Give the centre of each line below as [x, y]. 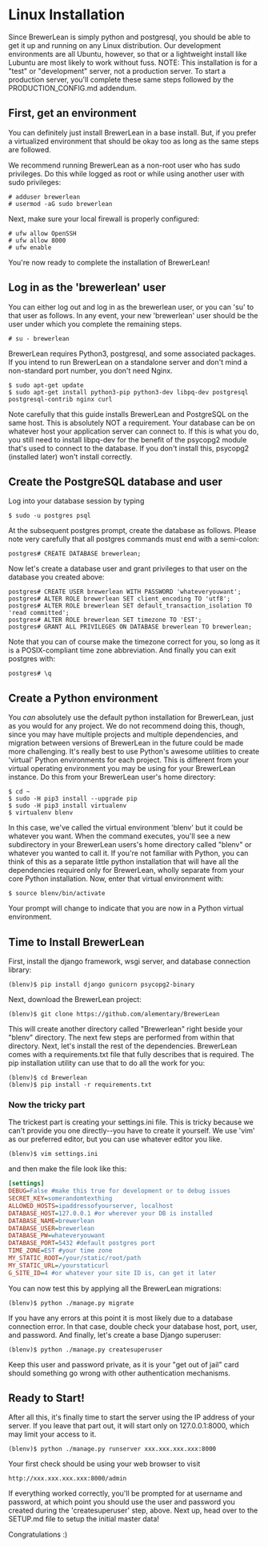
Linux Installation [67, 15]
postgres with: [32, 659]
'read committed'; [39, 613]
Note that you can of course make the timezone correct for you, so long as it [134, 642]
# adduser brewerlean [44, 197]
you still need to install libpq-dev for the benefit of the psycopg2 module [128, 439]
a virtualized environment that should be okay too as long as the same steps [134, 141]
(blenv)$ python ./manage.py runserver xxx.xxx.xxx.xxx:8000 [112, 1449]
